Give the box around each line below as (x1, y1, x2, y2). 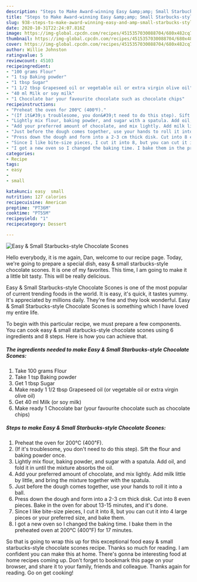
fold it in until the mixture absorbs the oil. (14, 464, 114, 471)
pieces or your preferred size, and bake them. (14, 514, 125, 521)
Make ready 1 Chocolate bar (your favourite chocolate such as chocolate (14, 405, 191, 412)
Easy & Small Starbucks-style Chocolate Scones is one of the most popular (6, 284, 188, 291)
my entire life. (6, 309, 39, 316)
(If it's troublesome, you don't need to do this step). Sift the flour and (14, 445, 181, 452)
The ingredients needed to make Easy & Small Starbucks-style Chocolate (6, 346, 189, 353)
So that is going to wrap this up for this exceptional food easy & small (6, 538, 174, 545)
